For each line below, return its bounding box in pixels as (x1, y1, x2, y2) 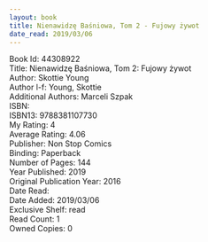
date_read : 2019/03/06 (9, 29, 93, 38)
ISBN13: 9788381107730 (9, 110, 97, 121)
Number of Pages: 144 (9, 157, 91, 168)
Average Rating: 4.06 (9, 129, 86, 140)
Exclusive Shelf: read (9, 205, 86, 215)
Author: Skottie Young (9, 73, 89, 83)
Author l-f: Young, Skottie (9, 82, 102, 93)
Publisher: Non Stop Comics (9, 138, 112, 149)
